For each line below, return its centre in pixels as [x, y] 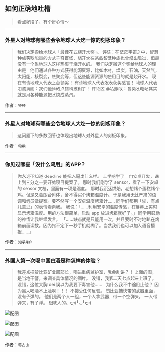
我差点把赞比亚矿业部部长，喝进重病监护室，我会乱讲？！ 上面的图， [86, 272]
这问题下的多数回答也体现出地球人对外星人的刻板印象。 [73, 135]
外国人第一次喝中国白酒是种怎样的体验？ [53, 261]
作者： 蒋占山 [17, 345]
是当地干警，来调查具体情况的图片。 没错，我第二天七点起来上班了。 [86, 278]
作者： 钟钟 [15, 105]
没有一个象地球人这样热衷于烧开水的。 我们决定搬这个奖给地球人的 [84, 64]
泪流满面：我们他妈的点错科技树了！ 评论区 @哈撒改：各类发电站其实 [87, 89]
